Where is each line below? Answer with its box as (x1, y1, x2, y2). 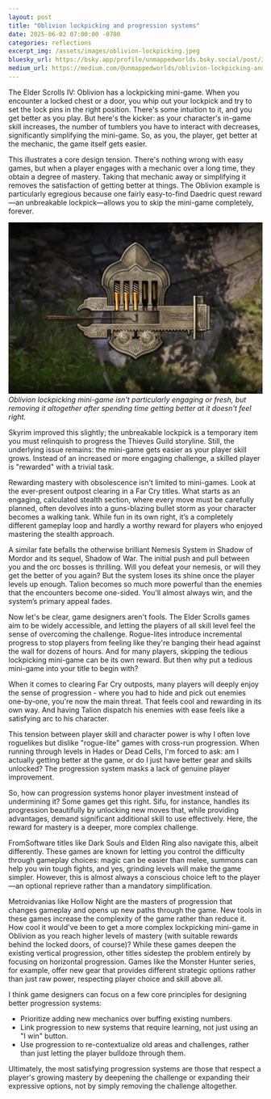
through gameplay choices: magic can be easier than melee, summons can (8, 855, 258, 864)
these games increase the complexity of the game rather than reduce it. (8, 914, 247, 924)
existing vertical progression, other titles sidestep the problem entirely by (8, 948, 252, 957)
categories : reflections (8, 39, 92, 47)
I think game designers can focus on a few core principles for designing (8, 989, 248, 999)
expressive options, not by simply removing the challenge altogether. (8, 1080, 238, 1091)
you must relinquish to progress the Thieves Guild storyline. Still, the (8, 436, 236, 446)
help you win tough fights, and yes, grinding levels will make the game (8, 864, 242, 873)
